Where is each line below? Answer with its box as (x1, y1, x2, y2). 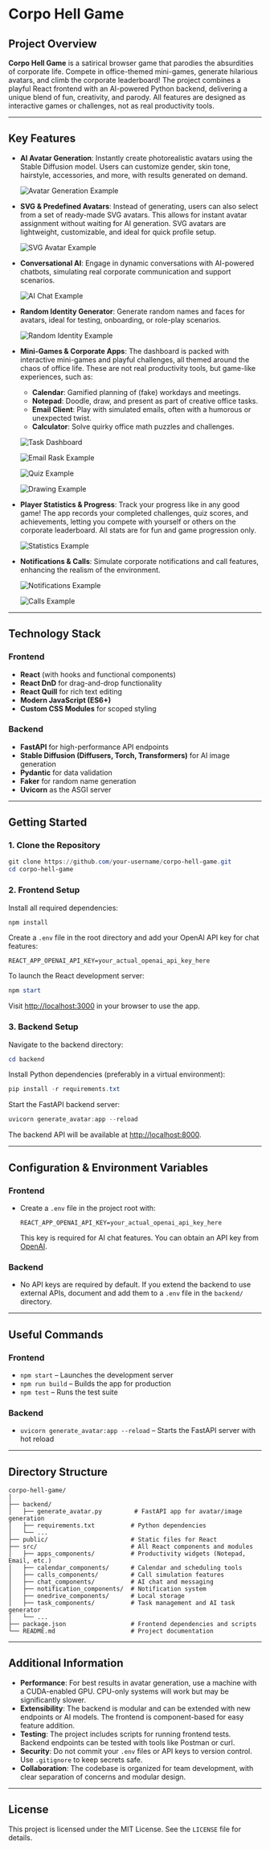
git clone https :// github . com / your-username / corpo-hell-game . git (8, 858, 231, 866)
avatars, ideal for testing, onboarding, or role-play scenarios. (19, 315, 222, 324)
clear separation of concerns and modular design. (19, 1772, 186, 1781)
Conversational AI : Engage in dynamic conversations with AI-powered (19, 258, 255, 268)
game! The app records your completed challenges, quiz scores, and (19, 508, 249, 517)
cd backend (8, 1055, 45, 1063)
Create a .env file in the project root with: (19, 1203, 156, 1213)
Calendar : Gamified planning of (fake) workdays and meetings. (31, 387, 241, 397)
